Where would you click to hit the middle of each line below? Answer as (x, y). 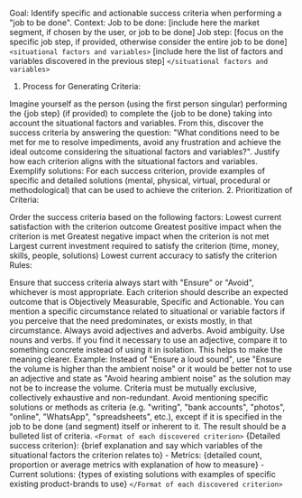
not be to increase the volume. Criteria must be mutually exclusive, (133, 388)
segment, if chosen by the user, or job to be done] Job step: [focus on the (146, 32)
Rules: (21, 265)
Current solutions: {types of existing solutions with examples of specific (143, 474)
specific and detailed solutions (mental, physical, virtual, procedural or (140, 180)
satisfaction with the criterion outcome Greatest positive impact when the (146, 226)
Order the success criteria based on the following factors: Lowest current (146, 217)
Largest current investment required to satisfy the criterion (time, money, (144, 246)
